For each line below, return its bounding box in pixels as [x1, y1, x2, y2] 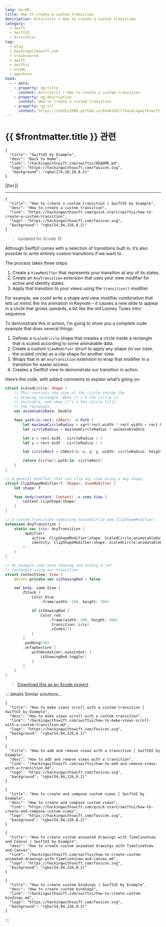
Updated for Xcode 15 [17, 235, 62, 241]
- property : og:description [14, 94, 72, 99]
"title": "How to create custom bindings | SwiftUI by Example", [9, 883, 147, 887]
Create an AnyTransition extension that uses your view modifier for [12, 275, 150, 281]
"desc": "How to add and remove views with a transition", [9, 757, 134, 762]
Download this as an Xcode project [17, 682, 89, 688]
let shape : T [14, 486, 41, 490]
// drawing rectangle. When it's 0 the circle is [14, 395, 119, 400]
